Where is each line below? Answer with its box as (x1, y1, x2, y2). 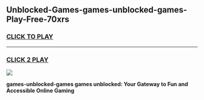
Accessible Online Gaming (6, 87, 75, 94)
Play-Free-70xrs (6, 15, 70, 25)
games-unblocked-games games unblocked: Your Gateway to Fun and (6, 80, 188, 87)
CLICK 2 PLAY (6, 55, 49, 64)
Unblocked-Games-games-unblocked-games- (6, 5, 188, 15)
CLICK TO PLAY (6, 33, 53, 41)
